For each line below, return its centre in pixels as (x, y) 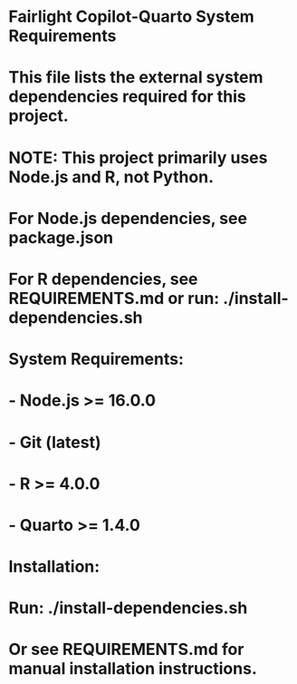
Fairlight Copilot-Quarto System (131, 17)
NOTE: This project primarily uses (138, 157)
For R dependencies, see (103, 279)
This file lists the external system (136, 78)
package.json (61, 237)
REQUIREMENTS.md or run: (114, 298)
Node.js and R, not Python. (111, 176)
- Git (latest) (55, 442)
